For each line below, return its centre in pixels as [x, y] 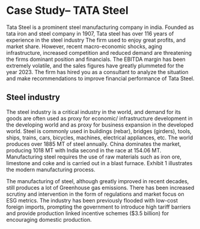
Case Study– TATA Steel [68, 11]
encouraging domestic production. [49, 219]
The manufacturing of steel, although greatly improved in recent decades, [98, 181]
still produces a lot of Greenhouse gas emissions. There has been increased [100, 187]
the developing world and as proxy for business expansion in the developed [100, 125]
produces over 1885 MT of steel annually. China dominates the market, [94, 144]
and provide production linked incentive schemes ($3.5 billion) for [88, 213]
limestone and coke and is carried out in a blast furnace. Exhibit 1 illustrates [99, 163]
